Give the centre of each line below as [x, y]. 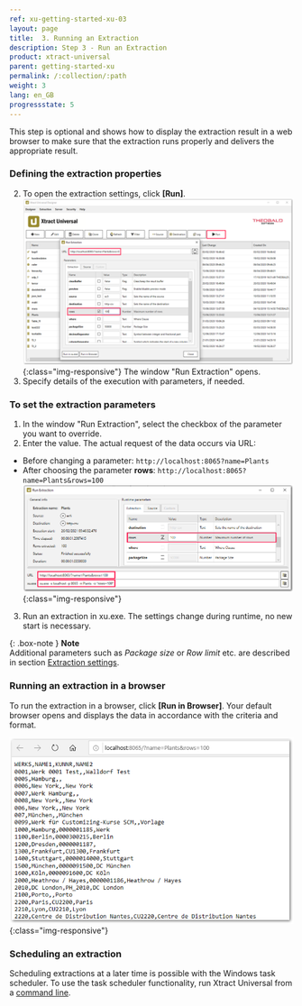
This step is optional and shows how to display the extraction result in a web [151, 132]
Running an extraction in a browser [87, 686]
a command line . [40, 992]
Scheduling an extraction [65, 954]
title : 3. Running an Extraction [74, 38]
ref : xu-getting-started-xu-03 [68, 19]
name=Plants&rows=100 [63, 481]
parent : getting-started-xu [62, 67]
